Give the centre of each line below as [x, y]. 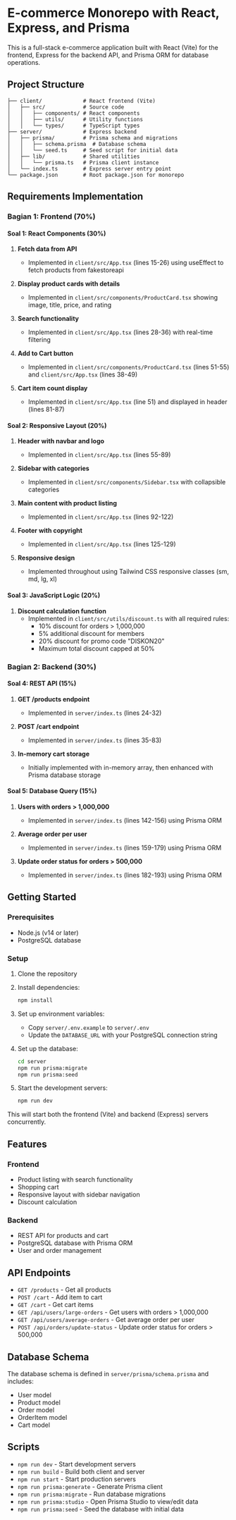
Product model [39, 1402]
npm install [35, 1000]
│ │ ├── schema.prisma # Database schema [77, 144]
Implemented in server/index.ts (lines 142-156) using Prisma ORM [125, 820]
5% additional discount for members [91, 633]
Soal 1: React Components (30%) [57, 233]
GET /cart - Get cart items [55, 1305]
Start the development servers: [62, 1088]
